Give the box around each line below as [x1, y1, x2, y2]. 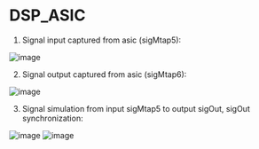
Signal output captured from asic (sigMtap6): [21, 68, 187, 80]
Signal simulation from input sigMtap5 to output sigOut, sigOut [21, 103, 250, 114]
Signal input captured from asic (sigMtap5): [21, 35, 182, 45]
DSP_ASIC [9, 5, 86, 26]
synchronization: [21, 113, 83, 123]
